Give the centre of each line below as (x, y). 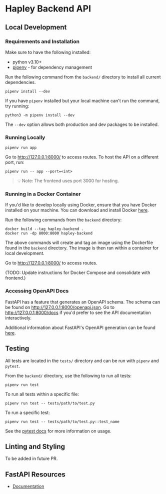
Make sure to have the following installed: (48, 52)
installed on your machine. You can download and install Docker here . (77, 210)
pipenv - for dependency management (52, 67)
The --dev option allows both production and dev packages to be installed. (82, 124)
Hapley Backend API (48, 9)
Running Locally (25, 137)
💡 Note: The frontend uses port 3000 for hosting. (68, 181)
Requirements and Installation (42, 41)
